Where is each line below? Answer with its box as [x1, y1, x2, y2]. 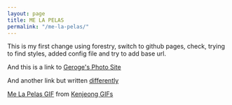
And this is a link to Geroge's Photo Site [7, 63, 121, 72]
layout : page [7, 10, 46, 17]
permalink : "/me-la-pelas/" [7, 23, 90, 30]
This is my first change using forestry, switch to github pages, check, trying [7, 42, 226, 51]
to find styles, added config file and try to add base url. [7, 49, 167, 58]
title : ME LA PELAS [7, 17, 64, 24]
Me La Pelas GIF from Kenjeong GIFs [7, 90, 114, 98]
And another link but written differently [7, 76, 119, 85]
